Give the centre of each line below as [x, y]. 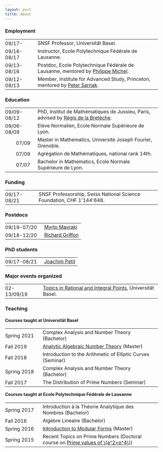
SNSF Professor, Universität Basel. [77, 43]
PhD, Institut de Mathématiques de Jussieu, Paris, [94, 112]
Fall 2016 [16, 421]
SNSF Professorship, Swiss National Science [90, 194]
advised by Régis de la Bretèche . [74, 118]
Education [17, 99]
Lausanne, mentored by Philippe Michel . [83, 71]
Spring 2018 [20, 372]
